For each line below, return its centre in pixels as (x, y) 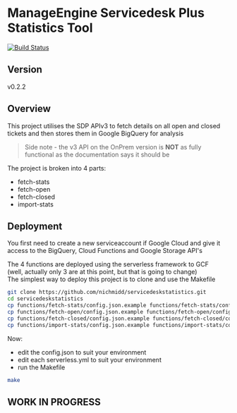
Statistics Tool (50, 28)
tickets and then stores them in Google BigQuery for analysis (96, 133)
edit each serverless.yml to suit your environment (90, 359)
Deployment (35, 226)
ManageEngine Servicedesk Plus (106, 13)
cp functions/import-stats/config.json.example (79, 325)
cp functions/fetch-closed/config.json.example (79, 319)
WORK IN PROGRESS (54, 402)
